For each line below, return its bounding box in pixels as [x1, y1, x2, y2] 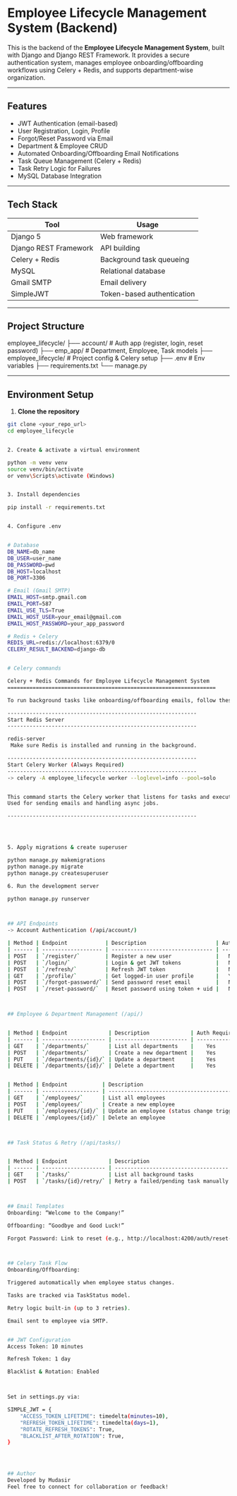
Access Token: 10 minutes [7, 1343, 83, 1350]
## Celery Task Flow [7, 1260, 68, 1267]
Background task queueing [99, 254, 190, 264]
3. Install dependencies [7, 491, 80, 498]
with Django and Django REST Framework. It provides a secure [7, 51, 190, 59]
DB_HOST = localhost [7, 568, 61, 575]
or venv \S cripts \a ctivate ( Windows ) [7, 472, 115, 479]
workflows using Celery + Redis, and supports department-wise [7, 66, 194, 74]
